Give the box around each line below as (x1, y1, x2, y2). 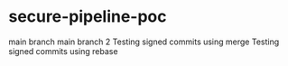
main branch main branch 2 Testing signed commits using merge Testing (8, 36, 280, 47)
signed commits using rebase (8, 45, 118, 56)
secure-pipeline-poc (8, 6, 168, 27)
